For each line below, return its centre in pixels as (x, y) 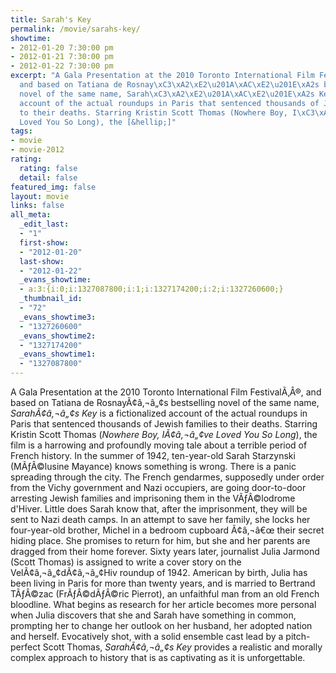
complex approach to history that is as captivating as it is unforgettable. (158, 657)
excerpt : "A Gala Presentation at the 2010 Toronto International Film (162, 76)
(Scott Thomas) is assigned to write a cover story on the (126, 562)
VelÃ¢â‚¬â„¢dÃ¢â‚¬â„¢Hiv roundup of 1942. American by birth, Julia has (159, 572)
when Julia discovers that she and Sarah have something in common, (153, 615)
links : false (37, 206)
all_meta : (31, 215)
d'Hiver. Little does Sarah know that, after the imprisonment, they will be (159, 509)
